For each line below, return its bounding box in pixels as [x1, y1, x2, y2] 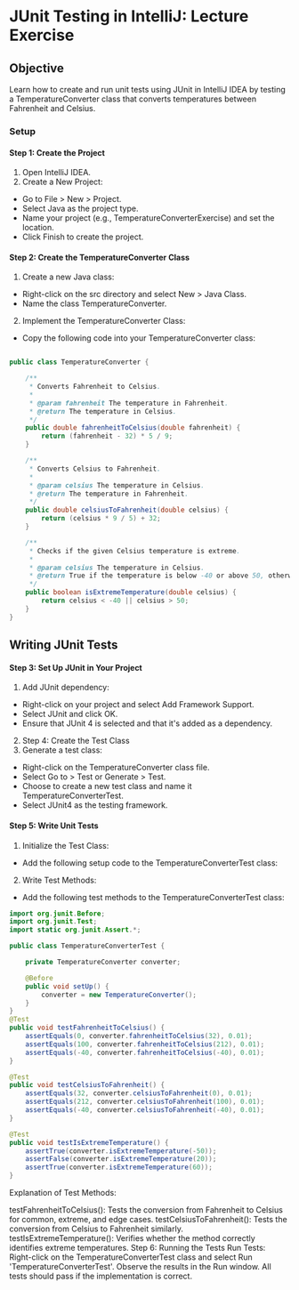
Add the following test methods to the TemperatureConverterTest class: [21, 891, 285, 902]
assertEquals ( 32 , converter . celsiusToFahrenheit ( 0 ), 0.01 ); [25, 1089, 253, 1098]
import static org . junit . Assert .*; [9, 925, 141, 935]
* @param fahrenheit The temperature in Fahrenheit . [28, 399, 229, 407]
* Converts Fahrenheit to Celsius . [28, 383, 162, 391]
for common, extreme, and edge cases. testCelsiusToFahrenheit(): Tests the [9, 1214, 287, 1224]
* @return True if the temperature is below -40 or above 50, [28, 571, 265, 580]
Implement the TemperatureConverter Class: [21, 316, 186, 327]
